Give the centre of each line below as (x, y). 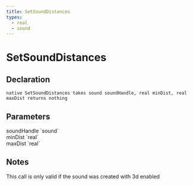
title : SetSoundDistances (38, 12)
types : (14, 17)
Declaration (28, 79)
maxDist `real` (23, 144)
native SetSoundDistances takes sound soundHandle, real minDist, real (96, 93)
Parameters (28, 116)
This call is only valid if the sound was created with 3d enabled (83, 176)
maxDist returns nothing (37, 99)
